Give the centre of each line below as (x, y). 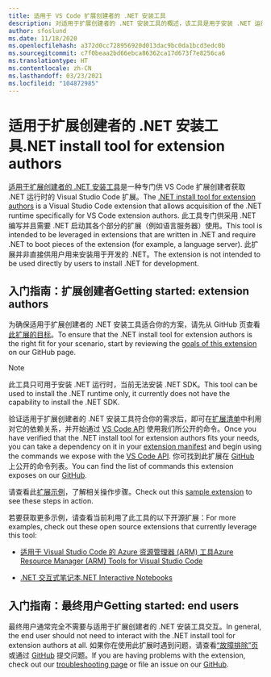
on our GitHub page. (42, 353)
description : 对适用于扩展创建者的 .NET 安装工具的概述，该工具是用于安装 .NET (130, 23)
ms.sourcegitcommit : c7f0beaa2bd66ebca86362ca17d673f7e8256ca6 (117, 53)
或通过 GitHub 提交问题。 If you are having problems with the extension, (127, 655)
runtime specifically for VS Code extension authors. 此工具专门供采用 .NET (132, 215)
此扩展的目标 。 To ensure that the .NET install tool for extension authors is (130, 335)
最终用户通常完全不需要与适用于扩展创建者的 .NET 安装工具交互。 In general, (135, 627)
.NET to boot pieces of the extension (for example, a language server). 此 (130, 244)
